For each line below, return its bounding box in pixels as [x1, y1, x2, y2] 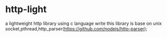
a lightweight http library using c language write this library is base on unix [5, 20, 162, 26]
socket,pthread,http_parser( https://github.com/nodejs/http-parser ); [5, 25, 148, 31]
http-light [5, 4, 47, 15]
